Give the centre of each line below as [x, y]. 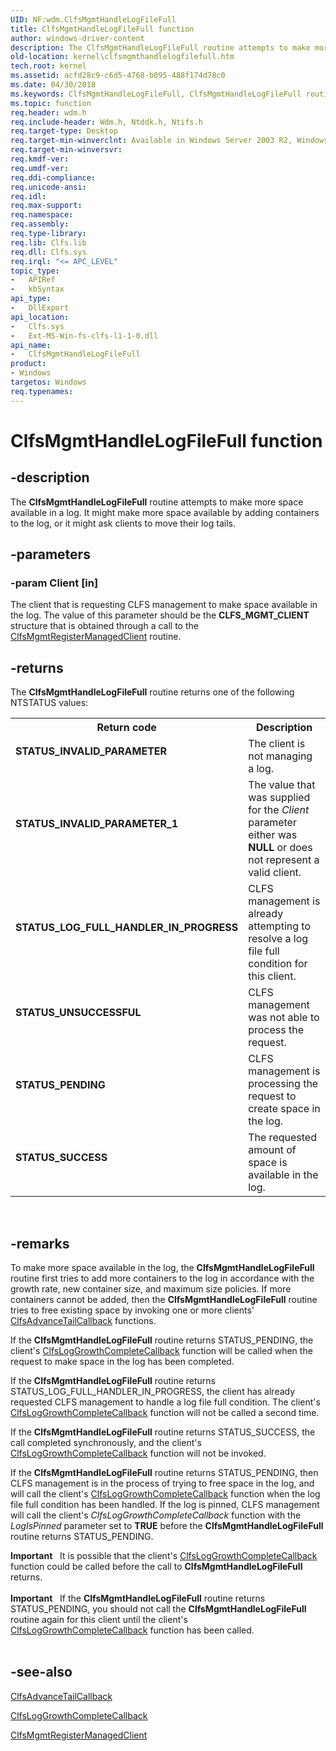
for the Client [279, 810]
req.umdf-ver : [40, 168]
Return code [126, 728]
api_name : [31, 345]
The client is [277, 744]
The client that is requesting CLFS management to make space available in [164, 605]
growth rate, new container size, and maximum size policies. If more [151, 1288]
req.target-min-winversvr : [66, 150]
